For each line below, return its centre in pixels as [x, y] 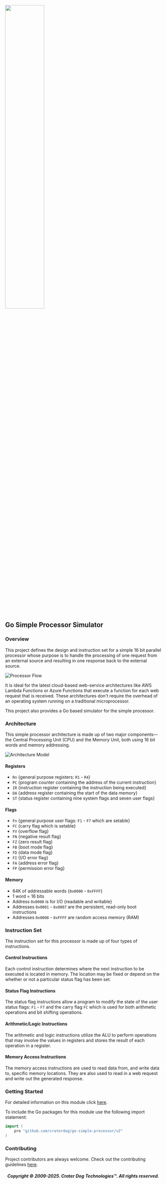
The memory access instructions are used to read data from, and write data [82, 1068]
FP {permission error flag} [38, 868]
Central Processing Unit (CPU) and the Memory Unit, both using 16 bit [84, 739]
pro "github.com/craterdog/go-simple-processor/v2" [68, 1131]
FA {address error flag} [35, 863]
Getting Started [24, 1091]
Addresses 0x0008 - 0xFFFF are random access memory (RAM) [76, 917]
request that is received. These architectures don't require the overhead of [82, 696]
